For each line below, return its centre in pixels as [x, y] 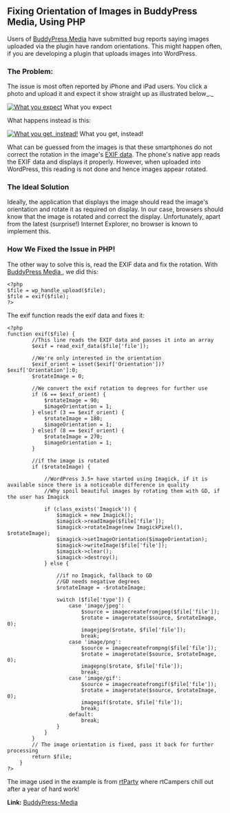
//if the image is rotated [71, 461]
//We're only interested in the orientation [97, 358]
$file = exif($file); [38, 296]
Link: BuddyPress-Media [42, 802]
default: [81, 714]
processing [23, 751]
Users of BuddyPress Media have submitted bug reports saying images [108, 39]
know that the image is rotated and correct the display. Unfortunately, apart [114, 217]
